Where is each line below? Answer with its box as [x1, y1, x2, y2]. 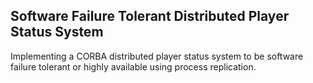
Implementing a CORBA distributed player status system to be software [10, 50, 304, 62]
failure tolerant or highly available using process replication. [10, 60, 257, 73]
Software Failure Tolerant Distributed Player [10, 8, 290, 25]
